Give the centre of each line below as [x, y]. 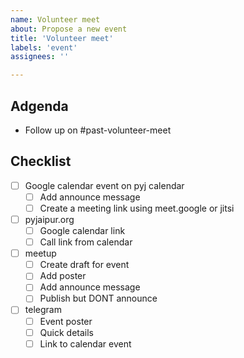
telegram [43, 310]
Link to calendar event [85, 343]
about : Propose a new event [69, 29]
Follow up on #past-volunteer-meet [98, 130]
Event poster [66, 321]
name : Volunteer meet [55, 19]
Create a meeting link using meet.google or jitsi [137, 208]
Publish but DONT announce [98, 298]
